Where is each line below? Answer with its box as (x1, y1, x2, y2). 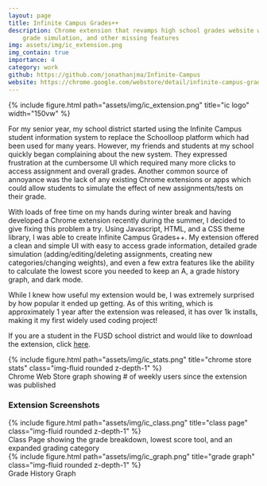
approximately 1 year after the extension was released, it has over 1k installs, (8, 307, 258, 317)
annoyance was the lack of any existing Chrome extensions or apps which (8, 174, 252, 184)
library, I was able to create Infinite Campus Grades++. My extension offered (8, 232, 259, 242)
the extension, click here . (8, 339, 91, 348)
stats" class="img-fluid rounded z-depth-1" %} (8, 363, 163, 372)
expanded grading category (8, 443, 99, 453)
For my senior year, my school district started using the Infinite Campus (8, 124, 242, 134)
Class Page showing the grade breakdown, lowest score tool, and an (8, 434, 233, 444)
